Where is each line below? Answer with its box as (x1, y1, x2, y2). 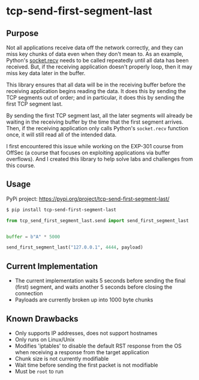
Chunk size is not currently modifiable (14, 355, 109, 362)
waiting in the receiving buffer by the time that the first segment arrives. (6, 118, 184, 125)
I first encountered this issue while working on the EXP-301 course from (6, 143, 184, 149)
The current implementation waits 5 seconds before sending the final (14, 277, 186, 285)
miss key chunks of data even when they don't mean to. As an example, (6, 50, 184, 58)
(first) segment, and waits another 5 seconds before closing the (14, 283, 173, 291)
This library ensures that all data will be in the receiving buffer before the (6, 81, 186, 88)
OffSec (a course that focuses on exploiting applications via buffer (6, 149, 170, 156)
